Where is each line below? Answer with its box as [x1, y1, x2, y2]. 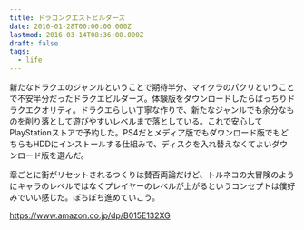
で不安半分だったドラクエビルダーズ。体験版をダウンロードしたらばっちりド [9, 93, 296, 104]
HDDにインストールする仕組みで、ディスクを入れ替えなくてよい [33, 138, 272, 149]
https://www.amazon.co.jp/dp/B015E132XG [9, 210, 171, 221]
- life [17, 55, 43, 65]
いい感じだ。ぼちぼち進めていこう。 [25, 192, 161, 203]
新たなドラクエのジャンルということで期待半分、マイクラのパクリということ [9, 82, 295, 92]
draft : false [9, 38, 59, 48]
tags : [9, 47, 30, 56]
